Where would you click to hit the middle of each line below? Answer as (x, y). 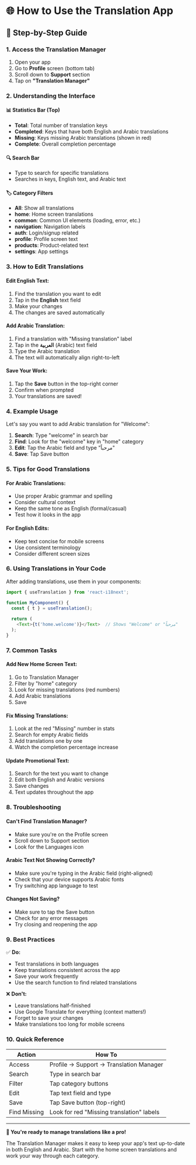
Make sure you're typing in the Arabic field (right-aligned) (84, 873)
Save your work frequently (46, 976)
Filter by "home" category (45, 683)
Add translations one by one (48, 741)
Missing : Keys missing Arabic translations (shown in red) (83, 138)
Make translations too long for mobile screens (70, 1024)
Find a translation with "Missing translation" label (73, 339)
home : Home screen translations (54, 214)
